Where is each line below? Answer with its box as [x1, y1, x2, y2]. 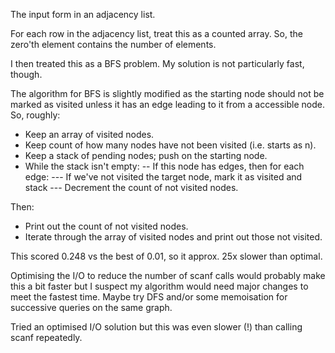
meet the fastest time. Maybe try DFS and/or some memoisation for [10, 291, 288, 303]
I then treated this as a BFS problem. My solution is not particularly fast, [10, 58, 305, 69]
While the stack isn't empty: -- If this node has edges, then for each [24, 160, 305, 172]
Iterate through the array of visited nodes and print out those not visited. [24, 231, 323, 243]
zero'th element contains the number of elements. [10, 39, 217, 50]
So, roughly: [10, 109, 61, 121]
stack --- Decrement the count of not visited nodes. [24, 182, 239, 193]
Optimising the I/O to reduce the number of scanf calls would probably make [10, 270, 326, 281]
